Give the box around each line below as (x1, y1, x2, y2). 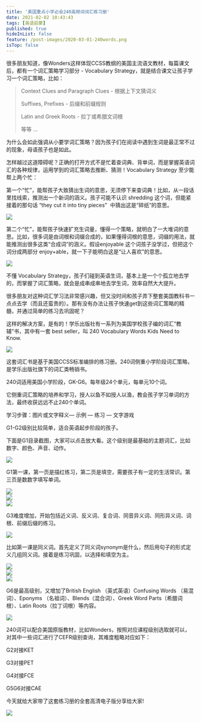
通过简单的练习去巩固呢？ (22, 307, 85, 314)
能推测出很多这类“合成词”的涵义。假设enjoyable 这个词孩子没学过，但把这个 (6, 240, 193, 247)
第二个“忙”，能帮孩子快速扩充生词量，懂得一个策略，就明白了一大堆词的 (6, 225, 184, 232)
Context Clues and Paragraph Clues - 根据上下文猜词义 (20, 87, 157, 94)
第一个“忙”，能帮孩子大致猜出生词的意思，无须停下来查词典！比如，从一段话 (6, 186, 194, 193)
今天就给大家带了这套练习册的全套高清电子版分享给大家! (6, 697, 145, 705)
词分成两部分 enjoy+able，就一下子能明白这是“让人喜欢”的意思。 (6, 247, 166, 255)
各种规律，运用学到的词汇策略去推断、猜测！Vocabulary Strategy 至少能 (16, 166, 194, 173)
